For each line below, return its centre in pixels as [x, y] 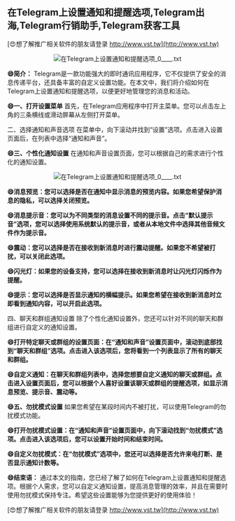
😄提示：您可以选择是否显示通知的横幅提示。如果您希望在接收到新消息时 [112, 294]
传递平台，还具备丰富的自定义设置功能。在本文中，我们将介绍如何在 [111, 82]
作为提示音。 [31, 232]
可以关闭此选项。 [44, 256]
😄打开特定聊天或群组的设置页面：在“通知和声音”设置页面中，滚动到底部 [112, 342]
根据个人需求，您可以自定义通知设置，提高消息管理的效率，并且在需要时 [123, 486]
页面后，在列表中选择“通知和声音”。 [59, 138]
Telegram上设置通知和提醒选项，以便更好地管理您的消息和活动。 [100, 91]
